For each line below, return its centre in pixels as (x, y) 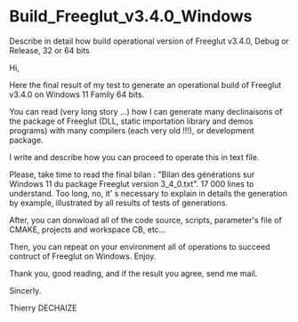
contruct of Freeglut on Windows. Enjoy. (83, 256)
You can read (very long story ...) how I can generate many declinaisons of (146, 111)
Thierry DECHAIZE (43, 308)
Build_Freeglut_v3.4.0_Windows (131, 16)
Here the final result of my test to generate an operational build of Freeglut (145, 85)
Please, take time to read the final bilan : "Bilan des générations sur (132, 174)
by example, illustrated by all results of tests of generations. (119, 203)
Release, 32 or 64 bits (50, 50)
